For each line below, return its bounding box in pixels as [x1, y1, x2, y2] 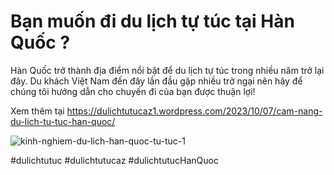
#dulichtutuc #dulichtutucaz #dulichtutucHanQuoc [10, 154, 219, 166]
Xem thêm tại [10, 105, 65, 117]
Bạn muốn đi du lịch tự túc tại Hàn [10, 10, 295, 33]
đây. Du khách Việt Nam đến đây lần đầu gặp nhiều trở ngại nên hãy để [10, 75, 303, 87]
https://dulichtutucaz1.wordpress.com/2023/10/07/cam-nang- [66, 105, 323, 117]
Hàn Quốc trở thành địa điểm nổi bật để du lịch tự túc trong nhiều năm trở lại [10, 64, 325, 76]
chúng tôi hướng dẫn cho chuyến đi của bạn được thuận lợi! [10, 85, 256, 97]
